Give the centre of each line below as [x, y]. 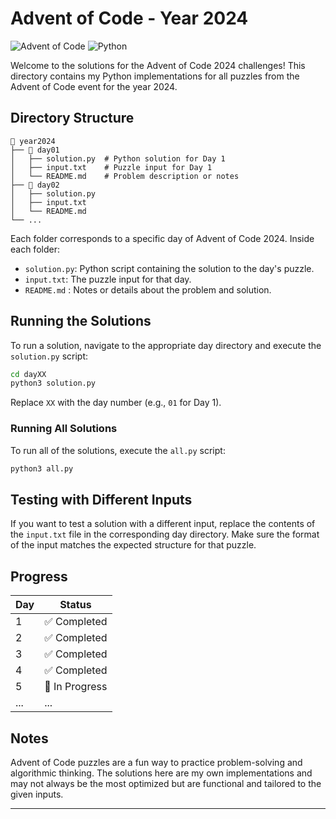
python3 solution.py [53, 383]
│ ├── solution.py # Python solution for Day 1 [118, 158]
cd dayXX [28, 374]
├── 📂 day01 [35, 150]
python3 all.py [42, 468]
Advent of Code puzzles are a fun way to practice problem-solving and [156, 762]
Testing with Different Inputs [101, 499]
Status [75, 605]
